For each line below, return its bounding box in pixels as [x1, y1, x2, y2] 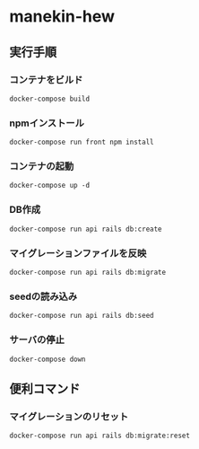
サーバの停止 [9, 334, 65, 347]
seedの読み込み [9, 290, 78, 303]
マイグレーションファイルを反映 [9, 247, 147, 260]
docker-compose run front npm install [9, 137, 154, 147]
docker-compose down [9, 355, 87, 364]
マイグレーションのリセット [9, 410, 129, 423]
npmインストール [9, 117, 85, 129]
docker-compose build [9, 94, 91, 103]
